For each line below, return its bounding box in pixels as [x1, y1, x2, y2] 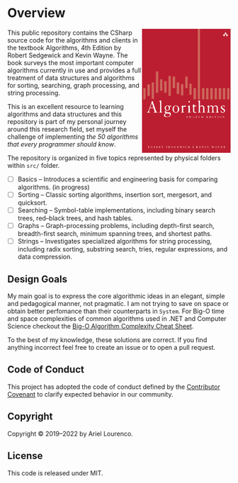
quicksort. [17, 198, 47, 207]
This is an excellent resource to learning [7, 102, 124, 110]
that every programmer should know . [7, 140, 116, 148]
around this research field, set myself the [7, 125, 127, 133]
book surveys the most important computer [7, 58, 135, 67]
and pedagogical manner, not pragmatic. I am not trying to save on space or [7, 300, 229, 308]
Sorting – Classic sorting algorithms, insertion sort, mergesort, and [17, 191, 212, 199]
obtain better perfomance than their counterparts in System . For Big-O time [7, 307, 225, 316]
